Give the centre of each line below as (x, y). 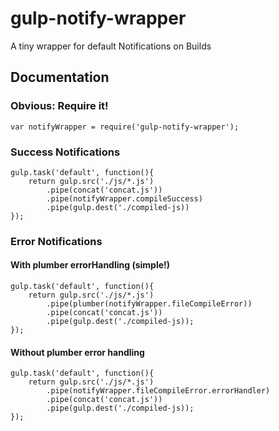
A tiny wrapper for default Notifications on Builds (111, 46)
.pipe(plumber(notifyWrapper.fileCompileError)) (149, 304)
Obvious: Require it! (59, 106)
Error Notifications (56, 241)
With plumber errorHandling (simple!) (90, 265)
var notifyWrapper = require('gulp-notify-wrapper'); (125, 127)
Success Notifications (65, 152)
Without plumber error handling (77, 352)
